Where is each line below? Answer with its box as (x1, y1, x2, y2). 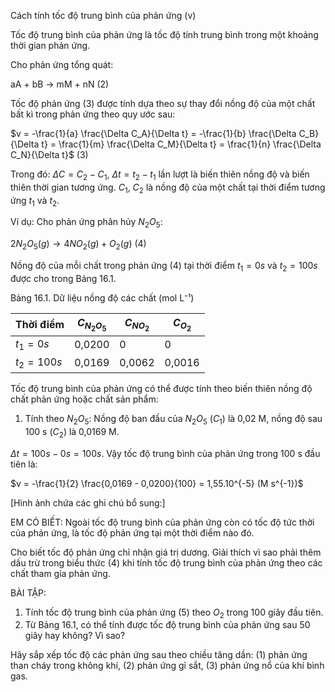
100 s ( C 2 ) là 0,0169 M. (24, 425, 120, 440)
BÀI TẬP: (10, 586, 47, 599)
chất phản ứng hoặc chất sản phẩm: (10, 393, 159, 405)
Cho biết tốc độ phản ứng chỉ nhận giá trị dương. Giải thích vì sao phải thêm (10, 546, 322, 558)
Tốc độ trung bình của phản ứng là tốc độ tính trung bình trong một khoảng (10, 29, 319, 40)
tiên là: (10, 458, 38, 470)
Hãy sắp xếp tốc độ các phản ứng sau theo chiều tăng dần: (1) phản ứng (10, 649, 308, 661)
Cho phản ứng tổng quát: (10, 59, 114, 70)
